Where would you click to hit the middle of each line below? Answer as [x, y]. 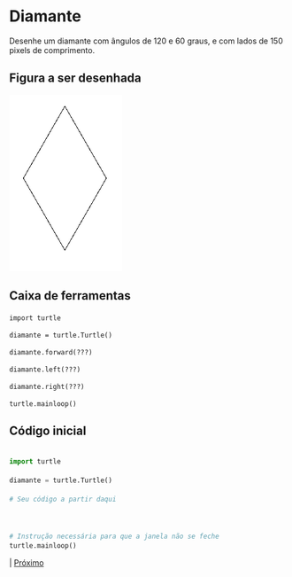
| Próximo [27, 563]
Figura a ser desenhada [75, 78]
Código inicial [48, 430]
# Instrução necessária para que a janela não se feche [114, 537]
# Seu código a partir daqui [63, 499]
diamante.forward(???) [51, 352]
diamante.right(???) [47, 386]
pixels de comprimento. [52, 50]
